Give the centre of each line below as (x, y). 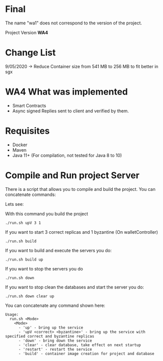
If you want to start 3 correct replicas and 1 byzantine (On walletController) (81, 232)
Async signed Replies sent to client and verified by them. (71, 111)
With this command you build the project (47, 214)
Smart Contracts (29, 105)
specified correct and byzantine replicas (50, 336)
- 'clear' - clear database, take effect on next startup (80, 345)
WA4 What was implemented (67, 92)
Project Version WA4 (27, 32)
